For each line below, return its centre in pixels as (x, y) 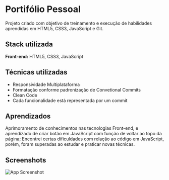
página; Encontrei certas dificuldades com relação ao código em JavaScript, (84, 139)
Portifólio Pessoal (43, 9)
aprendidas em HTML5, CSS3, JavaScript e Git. (54, 28)
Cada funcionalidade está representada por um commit (70, 100)
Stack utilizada (29, 44)
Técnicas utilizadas (36, 72)
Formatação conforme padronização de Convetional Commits (77, 89)
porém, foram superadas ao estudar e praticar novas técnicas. (70, 144)
